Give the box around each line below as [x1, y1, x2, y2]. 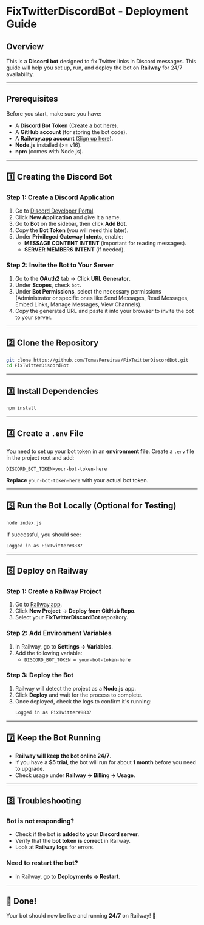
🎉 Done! [6, 896, 37, 906]
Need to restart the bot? [6, 859, 78, 867]
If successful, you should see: [6, 531, 81, 538]
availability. [6, 71, 35, 77]
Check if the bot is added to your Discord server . [15, 831, 140, 838]
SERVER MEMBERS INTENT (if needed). [24, 245, 126, 253]
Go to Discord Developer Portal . [15, 207, 95, 214]
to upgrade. [15, 765, 44, 772]
